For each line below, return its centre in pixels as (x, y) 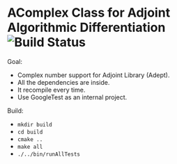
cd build (30, 132)
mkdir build (34, 124)
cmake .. (30, 139)
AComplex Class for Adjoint (89, 13)
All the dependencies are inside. (63, 82)
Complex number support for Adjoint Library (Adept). (93, 75)
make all (30, 147)
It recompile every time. (51, 90)
